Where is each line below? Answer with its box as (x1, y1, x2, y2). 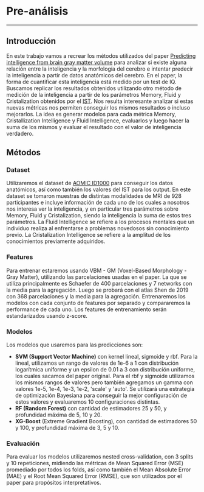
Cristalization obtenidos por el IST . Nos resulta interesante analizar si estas (6, 97, 194, 105)
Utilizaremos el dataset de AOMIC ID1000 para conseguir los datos (6, 180, 173, 187)
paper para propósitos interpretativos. (6, 479, 101, 487)
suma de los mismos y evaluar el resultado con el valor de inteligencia (6, 123, 182, 130)
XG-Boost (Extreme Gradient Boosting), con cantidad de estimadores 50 (15, 418, 197, 425)
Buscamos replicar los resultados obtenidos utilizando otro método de (6, 84, 182, 92)
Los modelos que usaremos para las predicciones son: (6, 341, 143, 348)
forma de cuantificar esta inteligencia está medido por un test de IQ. (6, 78, 177, 85)
